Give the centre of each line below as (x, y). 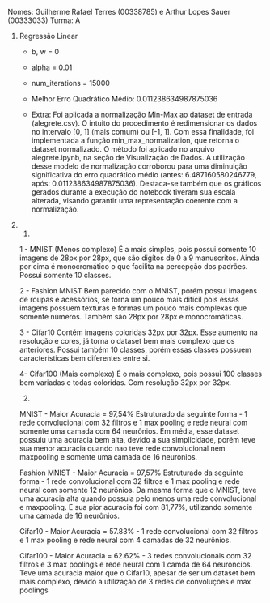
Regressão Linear (49, 36)
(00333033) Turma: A (44, 20)
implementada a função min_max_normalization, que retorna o (135, 140)
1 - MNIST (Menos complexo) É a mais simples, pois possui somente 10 (137, 249)
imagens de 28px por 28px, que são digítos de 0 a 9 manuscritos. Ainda (139, 258)
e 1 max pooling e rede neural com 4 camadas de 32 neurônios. (125, 540)
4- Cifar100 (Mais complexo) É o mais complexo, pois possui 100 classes (141, 374)
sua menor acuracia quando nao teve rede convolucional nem (122, 448)
